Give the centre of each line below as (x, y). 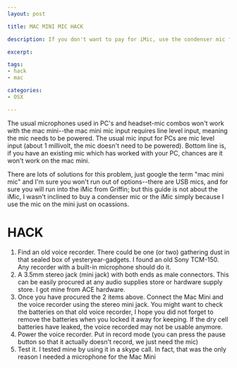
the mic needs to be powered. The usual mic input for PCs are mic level (111, 138)
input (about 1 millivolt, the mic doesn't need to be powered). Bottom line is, (117, 146)
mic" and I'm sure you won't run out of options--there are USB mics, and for (118, 182)
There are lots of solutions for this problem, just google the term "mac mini (116, 174)
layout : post (26, 14)
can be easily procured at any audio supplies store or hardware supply (120, 281)
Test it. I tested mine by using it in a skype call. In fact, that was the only (122, 349)
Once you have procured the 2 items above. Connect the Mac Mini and (120, 297)
